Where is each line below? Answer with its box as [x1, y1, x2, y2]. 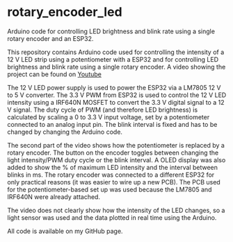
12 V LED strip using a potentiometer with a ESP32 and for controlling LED [7, 55, 219, 63]
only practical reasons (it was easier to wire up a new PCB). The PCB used [7, 178, 220, 186]
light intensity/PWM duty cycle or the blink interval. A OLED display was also [7, 155, 226, 164]
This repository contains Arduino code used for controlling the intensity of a [7, 48, 225, 56]
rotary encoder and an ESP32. [7, 34, 94, 42]
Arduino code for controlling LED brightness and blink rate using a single [7, 27, 216, 35]
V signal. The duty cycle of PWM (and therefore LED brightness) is [7, 105, 198, 114]
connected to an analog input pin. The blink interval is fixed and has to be [7, 120, 218, 128]
